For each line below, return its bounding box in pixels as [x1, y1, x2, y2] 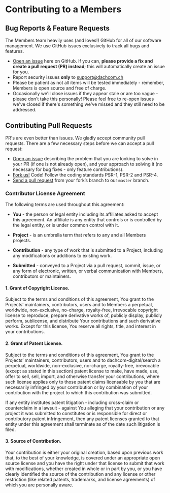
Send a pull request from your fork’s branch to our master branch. [12, 177, 150, 183]
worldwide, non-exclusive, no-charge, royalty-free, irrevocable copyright [5, 307, 158, 313]
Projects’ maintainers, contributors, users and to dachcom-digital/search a [5, 357, 161, 363]
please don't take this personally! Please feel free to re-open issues [12, 96, 154, 102]
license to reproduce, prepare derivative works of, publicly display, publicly [5, 312, 162, 318]
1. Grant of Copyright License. [5, 285, 70, 291]
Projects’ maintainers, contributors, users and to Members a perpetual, [5, 302, 153, 308]
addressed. [12, 107, 37, 112]
